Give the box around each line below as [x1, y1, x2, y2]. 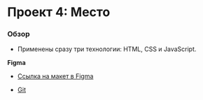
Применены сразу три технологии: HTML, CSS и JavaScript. [17, 45, 197, 53]
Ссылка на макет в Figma [17, 72, 94, 80]
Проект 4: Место [7, 4, 111, 20]
